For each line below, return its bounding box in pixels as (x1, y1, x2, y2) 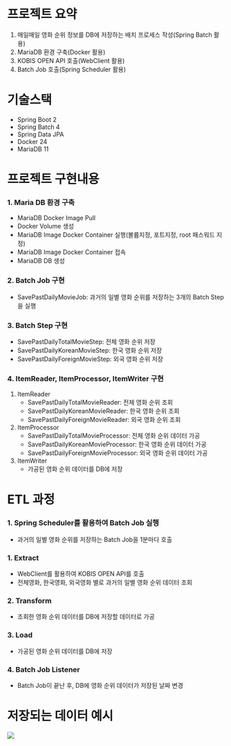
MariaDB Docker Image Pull (17, 214, 95, 222)
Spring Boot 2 (17, 115, 57, 123)
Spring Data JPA (17, 130, 64, 139)
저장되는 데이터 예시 (7, 708, 114, 724)
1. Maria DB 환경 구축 (7, 197, 75, 207)
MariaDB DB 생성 (17, 257, 66, 265)
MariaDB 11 (17, 145, 49, 153)
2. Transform (7, 596, 52, 605)
